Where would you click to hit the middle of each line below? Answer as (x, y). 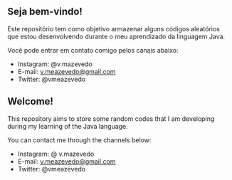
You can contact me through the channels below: (79, 140)
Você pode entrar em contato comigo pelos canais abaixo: (93, 50)
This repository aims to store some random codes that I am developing (111, 118)
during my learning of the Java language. (68, 126)
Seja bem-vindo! (45, 12)
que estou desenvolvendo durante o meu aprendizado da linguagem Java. (116, 36)
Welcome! (30, 101)
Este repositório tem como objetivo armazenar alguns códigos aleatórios (114, 28)
